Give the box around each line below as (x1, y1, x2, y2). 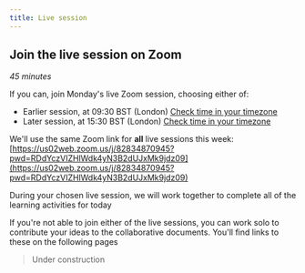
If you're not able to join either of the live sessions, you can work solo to (9, 217, 280, 228)
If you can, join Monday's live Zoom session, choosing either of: (9, 88, 249, 100)
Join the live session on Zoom (9, 47, 182, 63)
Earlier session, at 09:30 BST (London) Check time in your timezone (22, 106, 278, 117)
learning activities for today (9, 199, 112, 210)
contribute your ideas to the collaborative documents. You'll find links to (9, 227, 280, 238)
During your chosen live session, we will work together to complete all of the (9, 190, 297, 201)
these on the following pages (9, 237, 118, 248)
